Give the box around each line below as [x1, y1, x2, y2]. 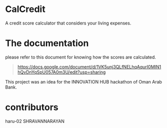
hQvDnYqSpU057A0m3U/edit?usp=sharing [17, 69, 106, 75]
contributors [5, 101, 58, 113]
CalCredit [5, 3, 46, 15]
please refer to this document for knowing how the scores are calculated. [5, 54, 156, 60]
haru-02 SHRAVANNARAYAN [5, 118, 65, 124]
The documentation [5, 37, 89, 49]
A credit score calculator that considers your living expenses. [5, 20, 131, 26]
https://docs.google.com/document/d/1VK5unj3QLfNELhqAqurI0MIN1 [17, 63, 161, 69]
